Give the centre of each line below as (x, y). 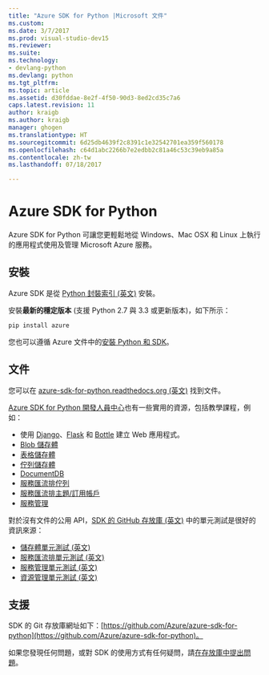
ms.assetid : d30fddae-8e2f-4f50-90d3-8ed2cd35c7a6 (94, 98)
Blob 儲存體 (39, 444)
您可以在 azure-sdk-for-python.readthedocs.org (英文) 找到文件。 (117, 390)
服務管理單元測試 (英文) (58, 567)
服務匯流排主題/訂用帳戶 (60, 493)
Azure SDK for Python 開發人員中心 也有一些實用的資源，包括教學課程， (126, 407)
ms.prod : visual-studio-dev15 (59, 38)
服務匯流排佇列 (44, 483)
